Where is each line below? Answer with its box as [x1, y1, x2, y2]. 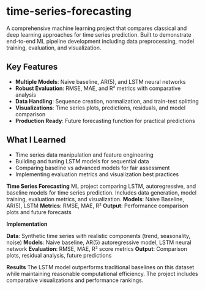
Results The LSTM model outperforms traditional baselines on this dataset [6, 263, 195, 270]
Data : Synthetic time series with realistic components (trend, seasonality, [6, 232, 191, 239]
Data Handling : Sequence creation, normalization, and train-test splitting [15, 97, 199, 105]
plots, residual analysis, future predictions [6, 251, 112, 259]
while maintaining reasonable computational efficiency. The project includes [6, 270, 198, 277]
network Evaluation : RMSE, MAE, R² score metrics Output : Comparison [6, 245, 188, 252]
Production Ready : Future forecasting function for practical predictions [15, 117, 196, 124]
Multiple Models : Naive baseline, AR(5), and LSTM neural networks [15, 78, 186, 85]
